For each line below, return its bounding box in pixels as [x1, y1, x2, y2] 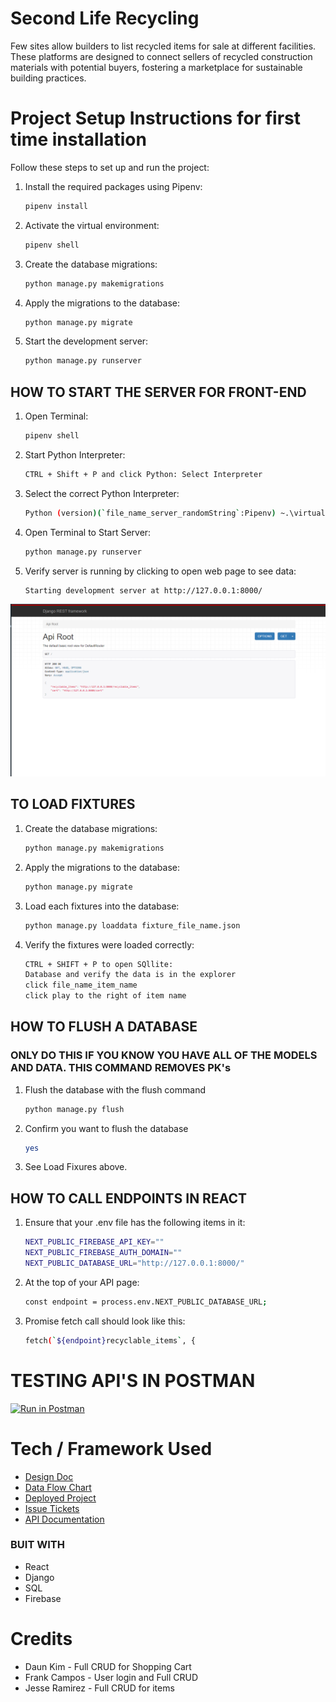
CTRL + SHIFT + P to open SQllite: [24, 959, 174, 969]
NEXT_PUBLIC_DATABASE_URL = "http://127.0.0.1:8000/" [24, 1258, 245, 1268]
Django [24, 1571, 55, 1583]
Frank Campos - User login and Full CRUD [24, 1671, 199, 1683]
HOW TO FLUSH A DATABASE [10, 1018, 198, 1036]
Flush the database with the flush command [24, 1083, 206, 1096]
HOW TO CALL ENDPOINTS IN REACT [10, 1190, 247, 1207]
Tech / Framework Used [10, 1437, 213, 1460]
